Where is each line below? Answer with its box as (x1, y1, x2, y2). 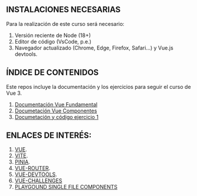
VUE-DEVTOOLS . (14, 171, 57, 178)
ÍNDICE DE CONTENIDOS (6, 68, 99, 78)
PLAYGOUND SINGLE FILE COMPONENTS (14, 184, 118, 191)
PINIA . (14, 158, 31, 165)
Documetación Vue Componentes (14, 107, 97, 114)
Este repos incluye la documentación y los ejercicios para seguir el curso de (6, 83, 191, 90)
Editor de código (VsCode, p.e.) (14, 38, 91, 45)
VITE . (14, 152, 28, 160)
